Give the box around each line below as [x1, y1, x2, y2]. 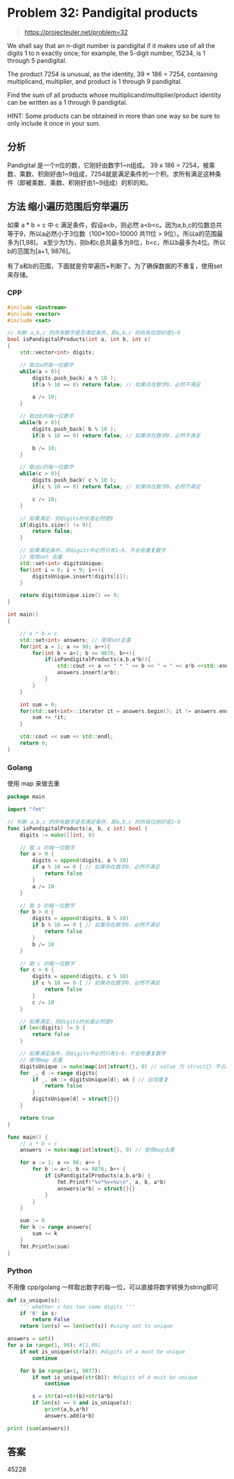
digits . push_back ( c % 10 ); [32, 476, 117, 484]
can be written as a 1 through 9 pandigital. [7, 98, 127, 106]
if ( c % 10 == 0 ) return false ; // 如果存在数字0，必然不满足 [32, 483, 201, 490]
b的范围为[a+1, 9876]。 [7, 246, 75, 255]
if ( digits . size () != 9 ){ [19, 521, 92, 528]
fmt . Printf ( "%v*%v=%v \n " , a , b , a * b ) [56, 1178, 167, 1185]
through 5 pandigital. [7, 56, 68, 64]
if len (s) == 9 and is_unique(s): [32, 1399, 132, 1406]
